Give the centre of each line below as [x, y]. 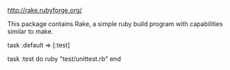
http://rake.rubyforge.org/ [45, 10]
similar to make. [30, 31]
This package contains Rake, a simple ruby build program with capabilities [115, 24]
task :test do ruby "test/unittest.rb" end [64, 59]
